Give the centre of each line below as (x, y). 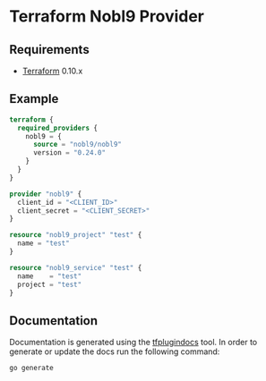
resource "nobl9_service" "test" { (76, 267)
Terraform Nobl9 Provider (107, 17)
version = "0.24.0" (69, 153)
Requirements (49, 50)
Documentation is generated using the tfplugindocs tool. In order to (133, 343)
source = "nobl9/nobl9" (77, 145)
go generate (31, 368)
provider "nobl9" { (46, 194)
